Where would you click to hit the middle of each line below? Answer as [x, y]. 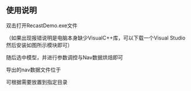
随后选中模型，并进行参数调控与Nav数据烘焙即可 [65, 57]
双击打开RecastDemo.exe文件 [42, 26]
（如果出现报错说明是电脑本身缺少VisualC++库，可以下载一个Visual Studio [96, 38]
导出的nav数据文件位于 [34, 70]
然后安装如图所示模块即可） [39, 45]
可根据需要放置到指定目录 [37, 82]
